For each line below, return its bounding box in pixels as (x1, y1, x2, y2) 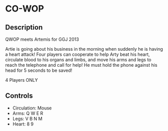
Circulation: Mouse (12, 105, 52, 111)
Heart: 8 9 (12, 121, 34, 127)
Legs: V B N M (12, 115, 43, 121)
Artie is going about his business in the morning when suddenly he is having (5, 46, 163, 52)
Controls (5, 91, 33, 100)
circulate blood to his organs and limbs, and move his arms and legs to (5, 57, 152, 63)
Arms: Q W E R (12, 110, 44, 116)
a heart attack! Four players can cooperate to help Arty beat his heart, (5, 51, 150, 57)
